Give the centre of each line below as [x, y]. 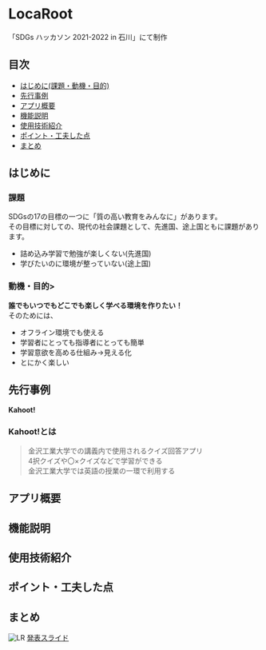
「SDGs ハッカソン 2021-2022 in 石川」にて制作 [88, 37]
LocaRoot [41, 14]
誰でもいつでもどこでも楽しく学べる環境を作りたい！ [96, 305]
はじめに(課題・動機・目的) [65, 86]
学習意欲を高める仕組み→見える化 [75, 352]
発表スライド [48, 638]
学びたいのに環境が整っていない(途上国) [85, 264]
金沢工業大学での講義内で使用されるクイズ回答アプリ [115, 451]
